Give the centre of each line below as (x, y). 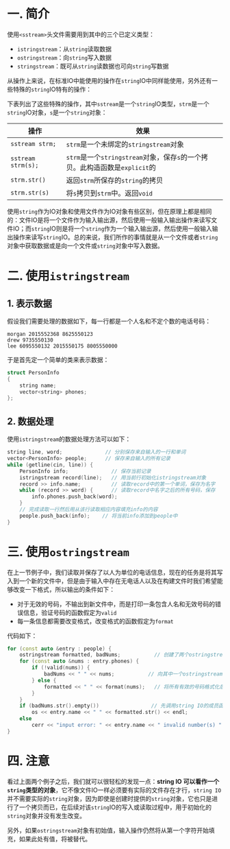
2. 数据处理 (30, 421)
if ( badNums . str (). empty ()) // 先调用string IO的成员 (119, 706)
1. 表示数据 (30, 303)
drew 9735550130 (30, 340)
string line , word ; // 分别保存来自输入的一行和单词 (97, 452)
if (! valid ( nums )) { (61, 668)
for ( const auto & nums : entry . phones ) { (79, 661)
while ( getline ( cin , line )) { (50, 465)
